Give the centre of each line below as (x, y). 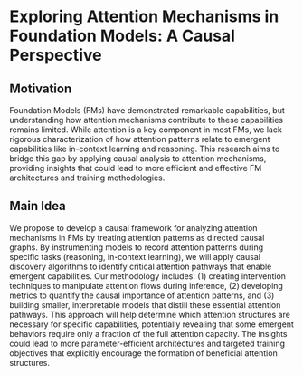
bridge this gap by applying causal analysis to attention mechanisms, (138, 159)
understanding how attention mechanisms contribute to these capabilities (146, 120)
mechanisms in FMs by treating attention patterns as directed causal (137, 237)
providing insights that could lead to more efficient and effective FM (136, 168)
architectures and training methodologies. (87, 178)
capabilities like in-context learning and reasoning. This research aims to (145, 149)
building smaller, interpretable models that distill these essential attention (145, 304)
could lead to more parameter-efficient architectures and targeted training (147, 343)
